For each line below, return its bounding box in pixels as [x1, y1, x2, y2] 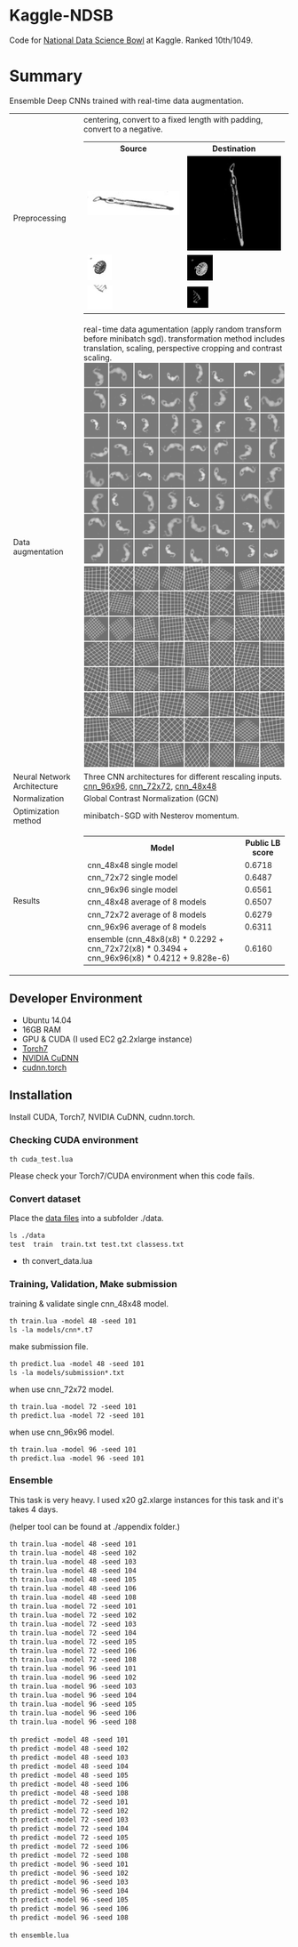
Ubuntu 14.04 [21, 1015, 72, 1026]
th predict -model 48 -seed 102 [9, 1744, 129, 1753]
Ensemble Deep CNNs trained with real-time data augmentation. [9, 95, 244, 106]
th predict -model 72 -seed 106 [9, 1842, 129, 1851]
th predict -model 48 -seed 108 [9, 1789, 129, 1798]
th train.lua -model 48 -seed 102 [9, 1549, 137, 1557]
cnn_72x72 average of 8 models [87, 909, 207, 920]
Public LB [245, 838, 281, 849]
